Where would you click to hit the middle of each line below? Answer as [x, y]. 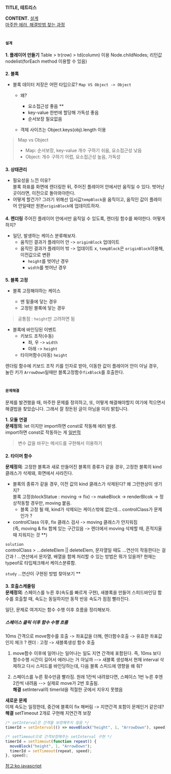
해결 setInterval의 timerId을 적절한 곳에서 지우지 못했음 [68, 689]
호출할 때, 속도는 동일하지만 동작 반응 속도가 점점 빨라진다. [72, 599]
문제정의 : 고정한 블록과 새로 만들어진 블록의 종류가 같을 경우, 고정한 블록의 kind [83, 466]
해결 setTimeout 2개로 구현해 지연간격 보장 [48, 713]
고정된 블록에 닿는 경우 [43, 308]
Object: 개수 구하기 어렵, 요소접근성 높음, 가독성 [73, 157]
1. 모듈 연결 [16, 420]
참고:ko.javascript [23, 766]
